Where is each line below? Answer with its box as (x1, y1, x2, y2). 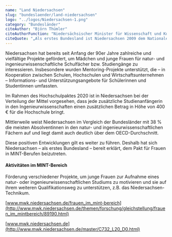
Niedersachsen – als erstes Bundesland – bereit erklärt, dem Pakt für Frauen (5, 145, 166, 151)
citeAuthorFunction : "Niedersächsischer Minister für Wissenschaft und (5, 31, 161, 36)
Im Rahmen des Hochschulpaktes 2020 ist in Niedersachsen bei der (5, 93, 149, 99)
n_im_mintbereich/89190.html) (5, 211, 69, 217)
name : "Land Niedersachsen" (5, 7, 66, 13)
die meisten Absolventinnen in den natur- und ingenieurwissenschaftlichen (5, 124, 163, 131)
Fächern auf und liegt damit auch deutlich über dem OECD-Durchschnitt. (5, 130, 159, 136)
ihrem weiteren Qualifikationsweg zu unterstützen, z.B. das (5, 185, 130, 191)
